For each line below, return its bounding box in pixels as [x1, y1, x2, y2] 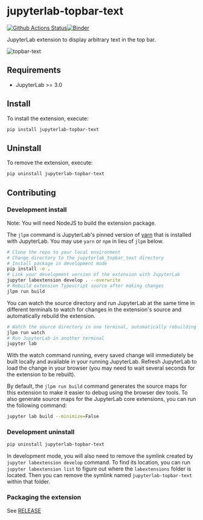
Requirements [7, 65, 61, 75]
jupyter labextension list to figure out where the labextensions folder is [7, 465, 192, 472]
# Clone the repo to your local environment [7, 249, 121, 255]
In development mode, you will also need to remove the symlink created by [7, 452, 193, 460]
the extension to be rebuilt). [7, 371, 76, 378]
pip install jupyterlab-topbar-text [7, 126, 99, 132]
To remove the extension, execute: [7, 159, 93, 167]
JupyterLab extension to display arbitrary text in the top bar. [7, 36, 156, 43]
